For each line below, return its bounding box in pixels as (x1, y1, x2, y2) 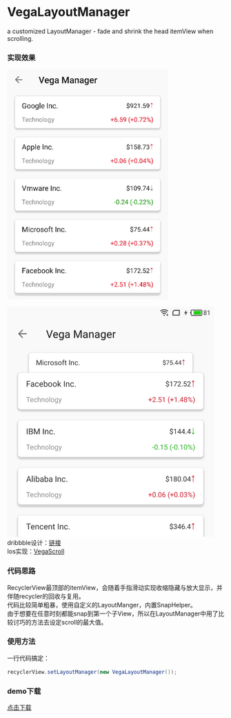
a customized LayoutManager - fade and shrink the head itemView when (7, 27, 214, 35)
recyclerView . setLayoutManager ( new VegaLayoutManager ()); (7, 668, 177, 675)
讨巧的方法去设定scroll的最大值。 (12, 618, 108, 626)
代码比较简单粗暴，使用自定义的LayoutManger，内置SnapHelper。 (7, 600, 197, 609)
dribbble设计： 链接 (7, 539, 61, 547)
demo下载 (7, 686, 41, 696)
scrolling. (7, 34, 33, 42)
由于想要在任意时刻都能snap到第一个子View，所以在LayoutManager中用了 (7, 609, 219, 618)
